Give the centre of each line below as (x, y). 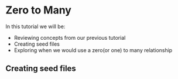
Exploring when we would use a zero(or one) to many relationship (93, 50)
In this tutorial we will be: (35, 26)
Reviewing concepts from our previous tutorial (70, 37)
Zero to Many (38, 10)
